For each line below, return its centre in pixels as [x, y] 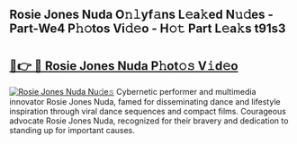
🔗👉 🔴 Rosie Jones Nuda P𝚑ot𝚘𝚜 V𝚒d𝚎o [124, 66]
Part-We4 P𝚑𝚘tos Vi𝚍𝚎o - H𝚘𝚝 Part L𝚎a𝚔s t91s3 [148, 29]
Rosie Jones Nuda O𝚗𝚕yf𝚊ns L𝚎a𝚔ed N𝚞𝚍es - [142, 15]
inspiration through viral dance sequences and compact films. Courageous [148, 111]
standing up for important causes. [72, 130]
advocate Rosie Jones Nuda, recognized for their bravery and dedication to [149, 121]
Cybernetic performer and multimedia [186, 92]
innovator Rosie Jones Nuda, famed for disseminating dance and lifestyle [145, 102]
